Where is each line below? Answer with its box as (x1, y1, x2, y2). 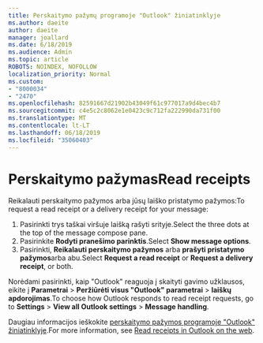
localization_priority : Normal (8, 70, 111, 78)
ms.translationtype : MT (8, 114, 87, 122)
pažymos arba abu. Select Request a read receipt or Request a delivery (19, 253, 254, 263)
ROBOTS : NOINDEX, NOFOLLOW (8, 63, 97, 71)
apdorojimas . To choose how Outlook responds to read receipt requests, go (8, 293, 254, 304)
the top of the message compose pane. (19, 228, 148, 237)
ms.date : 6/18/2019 (8, 41, 73, 49)
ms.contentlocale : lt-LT (8, 121, 90, 129)
